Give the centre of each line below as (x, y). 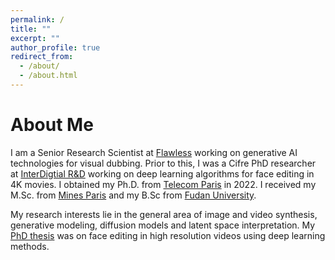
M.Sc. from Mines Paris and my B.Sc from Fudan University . (133, 195)
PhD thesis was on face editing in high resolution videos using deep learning (168, 235)
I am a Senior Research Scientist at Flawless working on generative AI (154, 152)
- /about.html (48, 76)
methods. (30, 246)
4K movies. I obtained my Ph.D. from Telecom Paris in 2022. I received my (163, 184)
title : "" (31, 29)
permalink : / (37, 19)
